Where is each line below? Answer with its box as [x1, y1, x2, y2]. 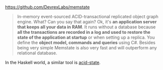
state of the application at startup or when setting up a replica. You [17, 34, 155, 40]
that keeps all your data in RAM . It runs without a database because [17, 24, 156, 30]
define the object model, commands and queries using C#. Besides [17, 40, 156, 46]
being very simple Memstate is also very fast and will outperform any [17, 45, 157, 50]
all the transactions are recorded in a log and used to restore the [17, 29, 151, 35]
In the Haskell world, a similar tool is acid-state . [5, 60, 101, 65]
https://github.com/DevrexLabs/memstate [5, 4, 90, 10]
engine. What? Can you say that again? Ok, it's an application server [17, 19, 157, 24]
